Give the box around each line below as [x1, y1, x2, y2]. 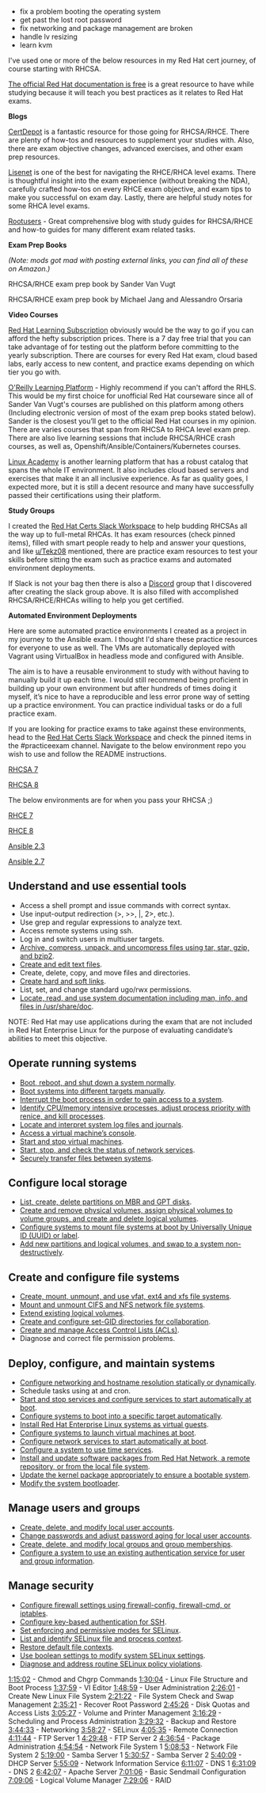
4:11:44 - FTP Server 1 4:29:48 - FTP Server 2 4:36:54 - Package [8, 1733, 221, 1742]
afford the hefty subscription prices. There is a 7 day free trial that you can [8, 334, 252, 343]
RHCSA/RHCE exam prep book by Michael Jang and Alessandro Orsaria [8, 294, 243, 304]
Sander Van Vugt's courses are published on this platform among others [8, 400, 244, 408]
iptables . [19, 1609, 48, 1618]
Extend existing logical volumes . [19, 1309, 125, 1318]
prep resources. [8, 152, 61, 161]
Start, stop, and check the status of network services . [19, 1145, 196, 1154]
